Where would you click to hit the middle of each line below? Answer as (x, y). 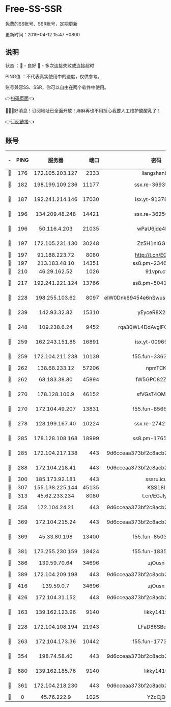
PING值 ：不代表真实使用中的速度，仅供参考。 (54, 76)
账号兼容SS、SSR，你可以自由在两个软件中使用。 (57, 87)
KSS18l (156, 487)
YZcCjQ (156, 697)
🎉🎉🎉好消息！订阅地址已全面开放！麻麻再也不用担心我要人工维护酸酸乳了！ (83, 110)
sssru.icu (156, 479)
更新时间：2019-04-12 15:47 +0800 (43, 34)
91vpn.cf (156, 271)
